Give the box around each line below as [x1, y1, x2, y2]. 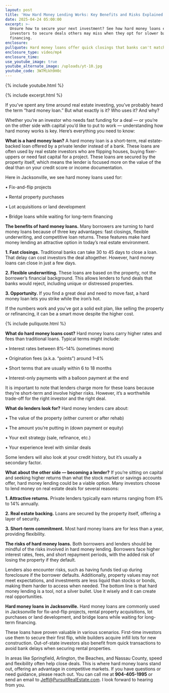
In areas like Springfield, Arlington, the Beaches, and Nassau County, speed [5, 655, 162, 661]
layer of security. [5, 516, 40, 522]
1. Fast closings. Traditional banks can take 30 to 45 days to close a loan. [5, 249, 158, 255]
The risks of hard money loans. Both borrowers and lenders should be [5, 541, 152, 546]
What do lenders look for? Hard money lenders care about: [5, 405, 129, 411]
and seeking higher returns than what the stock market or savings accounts [5, 475, 162, 481]
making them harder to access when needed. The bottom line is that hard [5, 583, 157, 589]
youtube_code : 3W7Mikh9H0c [5, 69, 62, 74]
